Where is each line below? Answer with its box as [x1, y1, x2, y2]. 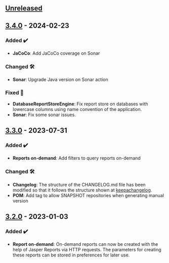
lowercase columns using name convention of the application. [12, 106, 142, 112]
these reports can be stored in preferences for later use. [12, 252, 130, 258]
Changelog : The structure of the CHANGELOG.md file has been [12, 181, 146, 187]
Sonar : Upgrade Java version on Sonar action [12, 77, 108, 83]
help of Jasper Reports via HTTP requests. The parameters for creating [12, 247, 161, 253]
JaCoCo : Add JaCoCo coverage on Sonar [12, 50, 100, 56]
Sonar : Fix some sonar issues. [12, 111, 76, 118]
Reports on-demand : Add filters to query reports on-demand [12, 155, 141, 161]
